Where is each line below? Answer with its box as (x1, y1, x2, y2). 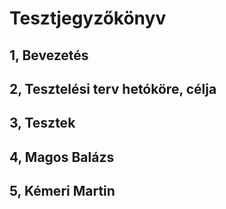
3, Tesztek (9, 115, 76, 132)
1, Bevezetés (9, 47, 89, 64)
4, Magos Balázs (9, 148, 115, 166)
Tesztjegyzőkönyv (9, 7, 167, 30)
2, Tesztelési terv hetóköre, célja (9, 80, 217, 97)
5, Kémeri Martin (9, 183, 116, 200)
